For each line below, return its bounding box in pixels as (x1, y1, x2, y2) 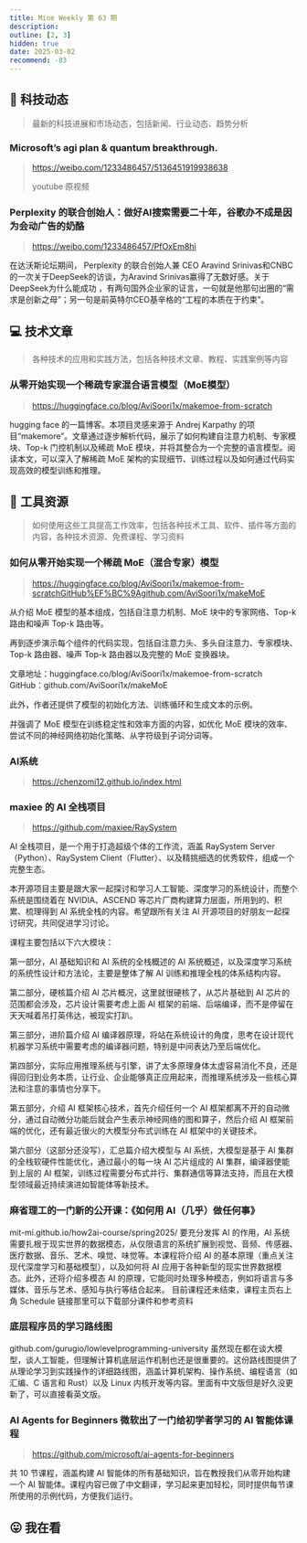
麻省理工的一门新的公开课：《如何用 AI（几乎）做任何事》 (9, 1204, 260, 1217)
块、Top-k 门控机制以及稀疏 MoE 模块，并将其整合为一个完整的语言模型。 (9, 442, 288, 452)
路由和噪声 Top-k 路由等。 (9, 618, 109, 629)
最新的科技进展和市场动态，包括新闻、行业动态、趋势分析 (31, 118, 249, 129)
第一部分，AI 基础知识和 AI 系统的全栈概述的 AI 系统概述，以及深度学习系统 (9, 956, 292, 967)
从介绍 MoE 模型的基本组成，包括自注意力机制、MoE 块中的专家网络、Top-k (9, 606, 297, 617)
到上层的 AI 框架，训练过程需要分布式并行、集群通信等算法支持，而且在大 (9, 1167, 286, 1179)
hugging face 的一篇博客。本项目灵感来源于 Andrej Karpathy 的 (9, 419, 248, 430)
